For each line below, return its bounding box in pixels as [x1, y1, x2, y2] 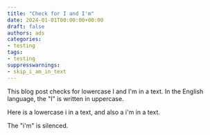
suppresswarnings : [7, 62, 60, 69]
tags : [7, 49, 23, 56]
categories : [7, 36, 42, 43]
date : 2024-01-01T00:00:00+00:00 [7, 17, 104, 24]
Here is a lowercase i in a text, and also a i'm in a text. [7, 108, 161, 116]
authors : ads [7, 29, 45, 37]
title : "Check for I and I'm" [7, 10, 95, 17]
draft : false [7, 23, 45, 30]
